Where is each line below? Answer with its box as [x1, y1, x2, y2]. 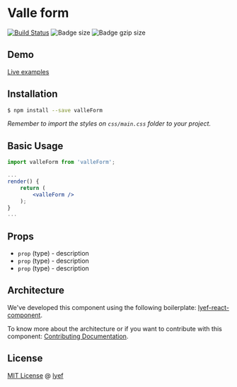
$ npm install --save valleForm [7, 107, 103, 114]
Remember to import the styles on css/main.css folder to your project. [7, 119, 211, 128]
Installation [7, 88, 58, 100]
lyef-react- [197, 303, 230, 311]
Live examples [7, 67, 50, 76]
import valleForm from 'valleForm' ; [7, 159, 115, 166]
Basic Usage [7, 140, 64, 152]
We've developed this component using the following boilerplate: [7, 303, 197, 311]
